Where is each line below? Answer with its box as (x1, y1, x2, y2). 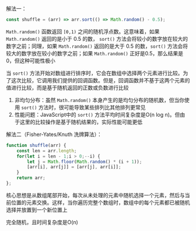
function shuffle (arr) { (6, 142, 66, 148)
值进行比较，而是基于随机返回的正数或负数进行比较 (6, 84, 129, 91)
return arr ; (16, 175, 45, 181)
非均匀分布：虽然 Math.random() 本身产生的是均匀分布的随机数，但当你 (14, 96, 185, 103)
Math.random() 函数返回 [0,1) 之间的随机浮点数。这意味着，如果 (6, 28, 160, 35)
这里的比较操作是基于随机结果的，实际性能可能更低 (19, 118, 143, 125)
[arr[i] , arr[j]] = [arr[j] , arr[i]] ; (27, 164, 121, 170)
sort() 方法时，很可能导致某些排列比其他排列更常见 (21, 104, 146, 111)
